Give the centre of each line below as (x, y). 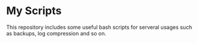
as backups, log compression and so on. (56, 33)
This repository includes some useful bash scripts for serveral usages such (99, 27)
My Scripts (34, 11)
